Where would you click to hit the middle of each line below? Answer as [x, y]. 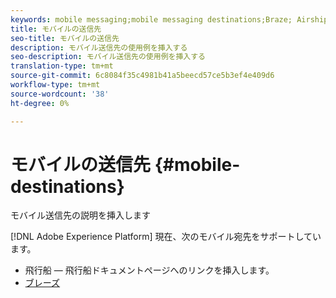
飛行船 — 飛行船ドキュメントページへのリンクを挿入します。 [149, 270]
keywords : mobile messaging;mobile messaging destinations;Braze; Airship [169, 19]
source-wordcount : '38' [60, 94]
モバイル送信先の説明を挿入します [80, 215]
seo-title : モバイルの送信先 [65, 38]
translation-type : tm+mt [62, 66]
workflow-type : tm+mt [55, 85]
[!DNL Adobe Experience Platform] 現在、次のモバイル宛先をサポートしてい [166, 237]
